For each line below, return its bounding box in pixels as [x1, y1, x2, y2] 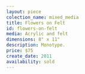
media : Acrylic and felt [6, 31, 68, 37]
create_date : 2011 [6, 53, 52, 59]
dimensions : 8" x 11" [6, 36, 60, 42]
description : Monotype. [6, 42, 66, 48]
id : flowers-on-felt [6, 25, 58, 32]
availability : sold [6, 58, 55, 64]
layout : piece [6, 8, 42, 15]
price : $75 [6, 48, 34, 54]
